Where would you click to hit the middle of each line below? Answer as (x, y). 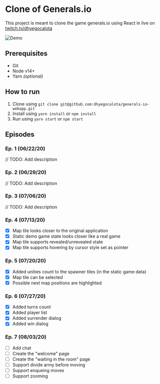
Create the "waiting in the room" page (51, 359)
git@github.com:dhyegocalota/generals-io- (105, 104)
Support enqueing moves (38, 370)
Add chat (22, 348)
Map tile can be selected (38, 277)
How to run (23, 92)
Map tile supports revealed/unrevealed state (58, 242)
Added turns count (32, 307)
